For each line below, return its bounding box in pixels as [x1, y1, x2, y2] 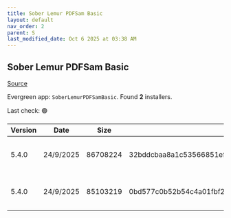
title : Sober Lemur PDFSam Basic [7, 10, 103, 17]
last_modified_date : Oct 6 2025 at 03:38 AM [7, 36, 137, 43]
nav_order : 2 [7, 23, 45, 30]
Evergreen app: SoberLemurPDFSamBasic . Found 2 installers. [7, 92, 173, 100]
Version [10, 125, 37, 135]
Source [7, 79, 27, 87]
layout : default [7, 17, 54, 23]
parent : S [7, 29, 36, 36]
